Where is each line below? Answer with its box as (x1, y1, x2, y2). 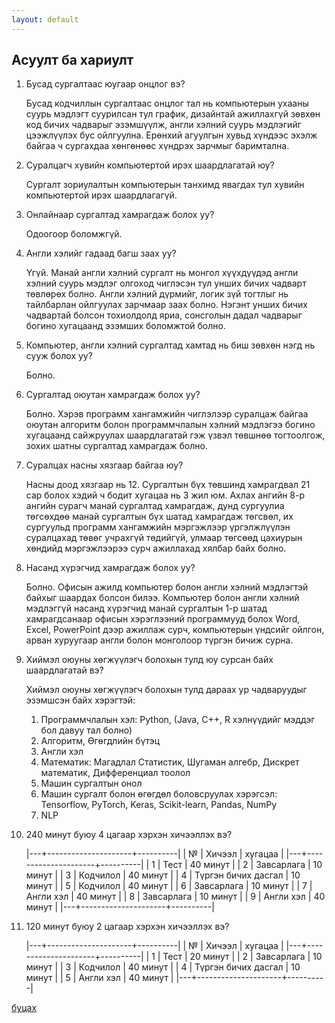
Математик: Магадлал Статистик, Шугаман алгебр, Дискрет (40, 756, 300, 768)
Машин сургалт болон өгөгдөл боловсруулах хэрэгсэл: (40, 788, 278, 800)
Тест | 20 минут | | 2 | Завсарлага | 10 (162, 951, 323, 963)
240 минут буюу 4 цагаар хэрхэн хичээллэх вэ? (25, 829, 233, 841)
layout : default (11, 14, 79, 25)
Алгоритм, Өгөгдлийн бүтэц (40, 735, 161, 747)
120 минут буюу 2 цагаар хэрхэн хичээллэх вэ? (25, 921, 230, 933)
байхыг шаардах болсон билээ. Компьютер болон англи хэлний (25, 592, 300, 604)
